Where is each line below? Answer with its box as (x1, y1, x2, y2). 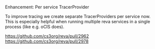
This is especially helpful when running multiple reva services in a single (5, 19, 150, 24)
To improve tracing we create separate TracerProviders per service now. (5, 14, 151, 19)
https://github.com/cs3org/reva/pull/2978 (5, 38, 89, 44)
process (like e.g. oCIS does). (5, 24, 64, 30)
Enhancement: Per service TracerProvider (5, 4, 89, 10)
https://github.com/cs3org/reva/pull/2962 (5, 33, 89, 39)
